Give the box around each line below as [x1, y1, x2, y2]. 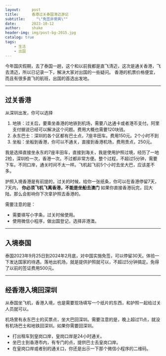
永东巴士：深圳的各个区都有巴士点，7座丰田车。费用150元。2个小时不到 [12, 133, 159, 139]
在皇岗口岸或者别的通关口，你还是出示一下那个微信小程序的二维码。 [12, 345, 151, 352]
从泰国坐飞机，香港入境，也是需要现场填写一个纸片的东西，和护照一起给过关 [5, 300, 161, 305]
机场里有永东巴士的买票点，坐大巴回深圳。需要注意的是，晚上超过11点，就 [5, 316, 156, 322]
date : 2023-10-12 [5, 21, 54, 26]
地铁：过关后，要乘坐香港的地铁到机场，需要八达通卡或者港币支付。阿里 [12, 120, 160, 126]
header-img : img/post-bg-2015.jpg [5, 30, 77, 35]
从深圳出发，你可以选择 [5, 110, 53, 116]
